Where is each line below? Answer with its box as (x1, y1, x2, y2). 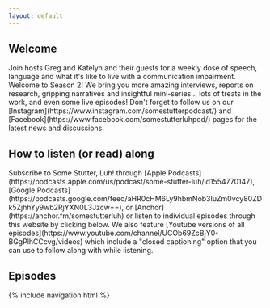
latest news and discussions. (8, 123, 105, 133)
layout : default (8, 11, 63, 20)
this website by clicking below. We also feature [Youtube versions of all (8, 220, 245, 230)
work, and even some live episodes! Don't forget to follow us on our (8, 98, 234, 108)
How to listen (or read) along (8, 146, 155, 160)
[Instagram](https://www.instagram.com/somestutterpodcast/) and (8, 106, 232, 116)
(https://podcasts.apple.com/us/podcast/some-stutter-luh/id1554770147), (8, 177, 255, 187)
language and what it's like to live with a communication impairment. (8, 72, 236, 82)
